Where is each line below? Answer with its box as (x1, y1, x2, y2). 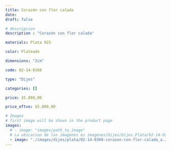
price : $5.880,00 (5, 95, 42, 100)
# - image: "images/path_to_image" (10, 128, 85, 133)
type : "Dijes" (5, 77, 36, 82)
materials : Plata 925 (5, 40, 51, 45)
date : (5, 12, 17, 17)
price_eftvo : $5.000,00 (5, 104, 56, 109)
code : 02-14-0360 (5, 67, 42, 73)
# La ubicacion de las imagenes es (10, 132, 85, 137)
